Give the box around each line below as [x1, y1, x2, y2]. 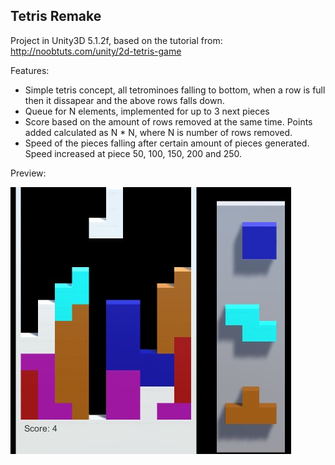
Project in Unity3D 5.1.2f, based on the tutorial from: [10, 34, 223, 46]
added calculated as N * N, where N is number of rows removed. [24, 126, 293, 138]
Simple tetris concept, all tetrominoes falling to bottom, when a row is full [24, 84, 326, 96]
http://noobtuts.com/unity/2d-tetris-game [10, 45, 182, 57]
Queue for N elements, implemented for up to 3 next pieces [24, 105, 270, 117]
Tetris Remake [10, 8, 102, 25]
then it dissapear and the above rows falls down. [24, 94, 225, 106]
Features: [10, 64, 50, 76]
